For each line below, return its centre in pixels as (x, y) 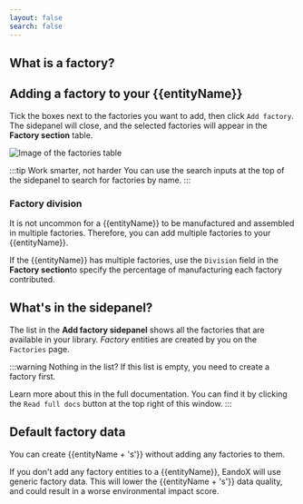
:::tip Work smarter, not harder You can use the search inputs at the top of (147, 170)
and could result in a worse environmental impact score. (114, 490)
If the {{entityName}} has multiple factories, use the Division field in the (144, 260)
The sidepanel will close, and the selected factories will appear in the (138, 125)
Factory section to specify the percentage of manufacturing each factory (146, 270)
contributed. (33, 279)
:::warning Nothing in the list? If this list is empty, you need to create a (140, 366)
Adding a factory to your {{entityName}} (126, 94)
